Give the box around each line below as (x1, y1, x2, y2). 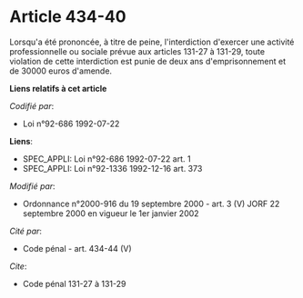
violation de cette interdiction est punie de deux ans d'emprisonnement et (9, 55, 287, 66)
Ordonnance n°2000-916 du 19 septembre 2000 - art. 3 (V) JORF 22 (22, 198, 280, 209)
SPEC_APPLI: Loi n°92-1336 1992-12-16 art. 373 (22, 163, 203, 174)
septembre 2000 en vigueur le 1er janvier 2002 (22, 207, 199, 219)
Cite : (9, 261, 27, 272)
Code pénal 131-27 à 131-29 (22, 278, 126, 289)
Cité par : (9, 225, 43, 236)
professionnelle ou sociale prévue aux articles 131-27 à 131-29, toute (9, 45, 266, 56)
